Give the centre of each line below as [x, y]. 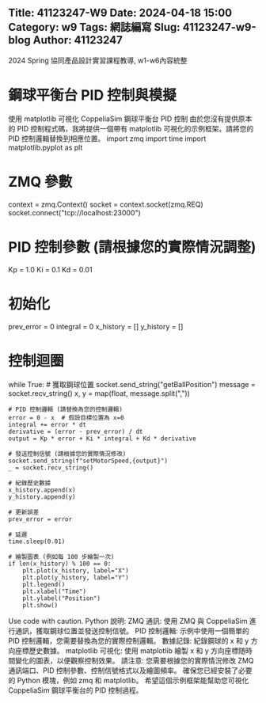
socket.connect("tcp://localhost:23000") [74, 212]
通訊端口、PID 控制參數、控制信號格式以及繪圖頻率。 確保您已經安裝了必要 [130, 670]
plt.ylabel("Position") [62, 598]
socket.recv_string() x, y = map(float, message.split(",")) [99, 393]
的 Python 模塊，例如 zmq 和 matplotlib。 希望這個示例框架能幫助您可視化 [129, 680]
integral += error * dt [47, 424]
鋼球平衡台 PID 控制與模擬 [92, 95]
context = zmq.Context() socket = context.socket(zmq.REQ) [106, 204]
